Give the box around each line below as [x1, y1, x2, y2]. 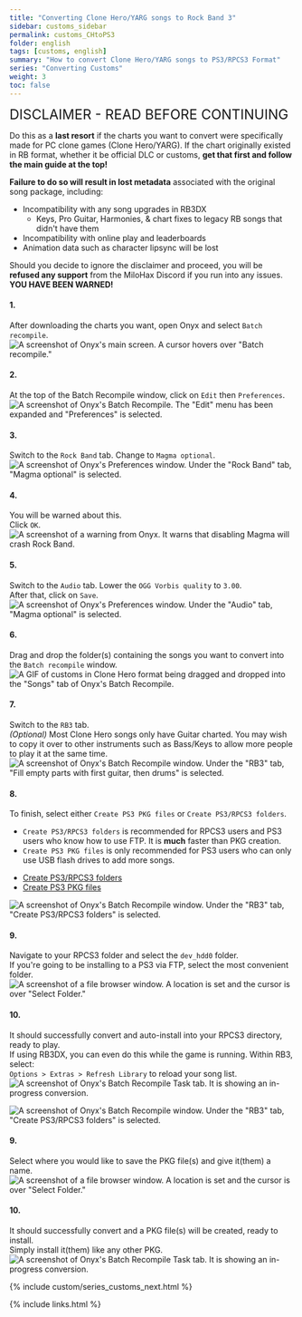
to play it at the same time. [9, 749, 109, 760]
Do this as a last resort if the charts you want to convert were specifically [9, 130, 283, 140]
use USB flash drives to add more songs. [22, 855, 175, 866]
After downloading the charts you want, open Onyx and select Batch [9, 319, 263, 331]
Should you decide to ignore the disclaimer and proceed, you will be [9, 259, 263, 270]
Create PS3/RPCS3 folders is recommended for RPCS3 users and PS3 [22, 826, 282, 837]
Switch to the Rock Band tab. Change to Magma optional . [9, 450, 216, 460]
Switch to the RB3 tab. [9, 720, 90, 731]
